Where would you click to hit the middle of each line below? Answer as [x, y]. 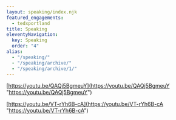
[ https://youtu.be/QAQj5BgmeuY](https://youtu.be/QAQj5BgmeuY [88, 86]
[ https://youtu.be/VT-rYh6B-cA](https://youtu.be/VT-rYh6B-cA [85, 104]
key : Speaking [29, 40]
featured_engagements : [35, 18]
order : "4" [25, 46]
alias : [15, 52]
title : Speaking [27, 29]
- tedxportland [31, 23]
